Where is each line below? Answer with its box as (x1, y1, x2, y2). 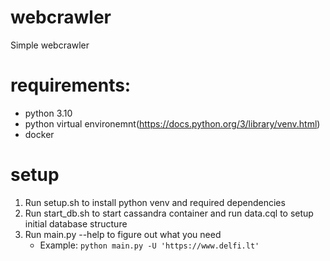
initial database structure (24, 217, 128, 230)
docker (24, 128, 55, 140)
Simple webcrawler (10, 39, 90, 51)
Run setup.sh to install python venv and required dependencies (24, 196, 286, 208)
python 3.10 (24, 107, 73, 119)
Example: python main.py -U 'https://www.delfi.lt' (39, 239, 260, 251)
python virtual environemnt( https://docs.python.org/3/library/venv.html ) (24, 117, 321, 130)
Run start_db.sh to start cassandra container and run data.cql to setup (24, 207, 314, 219)
